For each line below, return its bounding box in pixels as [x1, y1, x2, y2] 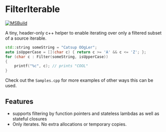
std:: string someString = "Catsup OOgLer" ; [5, 45, 97, 50]
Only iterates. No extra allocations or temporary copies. [12, 121, 127, 127]
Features [5, 97, 33, 106]
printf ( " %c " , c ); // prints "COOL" [14, 64, 88, 69]
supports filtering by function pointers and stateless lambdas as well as [12, 110, 159, 116]
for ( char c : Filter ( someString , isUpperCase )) [5, 54, 108, 59]
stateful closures [12, 116, 47, 121]
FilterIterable [5, 4, 60, 15]
